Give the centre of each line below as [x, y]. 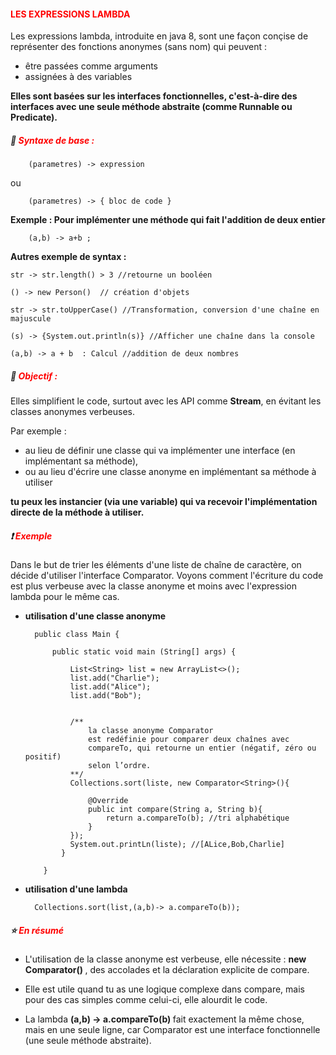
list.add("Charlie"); [114, 678]
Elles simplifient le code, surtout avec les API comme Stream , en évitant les [166, 401]
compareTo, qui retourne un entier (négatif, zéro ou [202, 748]
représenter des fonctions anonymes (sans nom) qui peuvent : [138, 47]
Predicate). [34, 117]
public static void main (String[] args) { [144, 652]
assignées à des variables [78, 77]
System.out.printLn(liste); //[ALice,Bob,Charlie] [177, 845]
